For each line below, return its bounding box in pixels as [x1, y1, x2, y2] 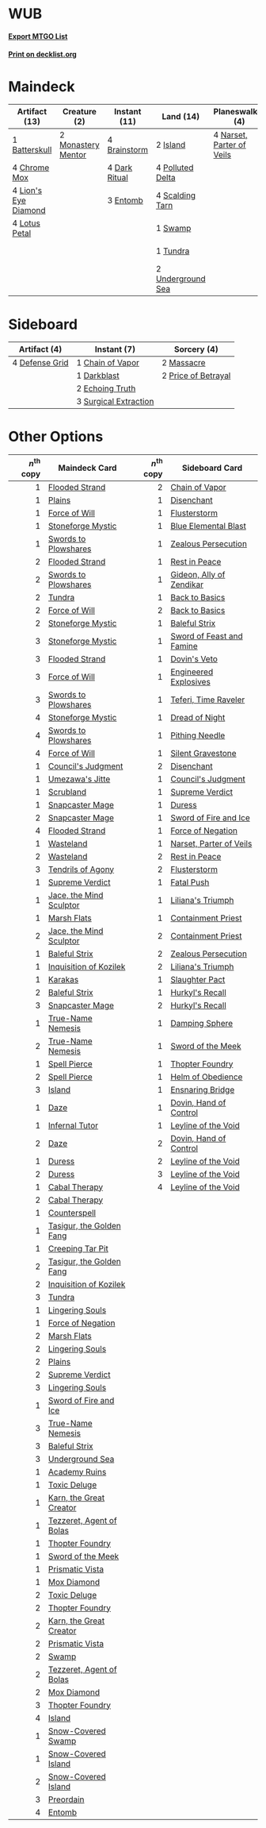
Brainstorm [107, 145, 149, 156]
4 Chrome [12, 162, 50, 173]
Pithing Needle [169, 730, 226, 741]
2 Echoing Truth [76, 383, 136, 394]
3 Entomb [107, 195, 144, 206]
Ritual [107, 172, 128, 183]
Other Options [8, 428, 104, 445]
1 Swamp [155, 223, 192, 234]
